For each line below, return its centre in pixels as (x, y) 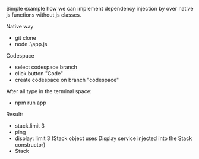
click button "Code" (39, 73)
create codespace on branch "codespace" (67, 80)
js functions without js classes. (44, 15)
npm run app (30, 103)
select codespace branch (46, 67)
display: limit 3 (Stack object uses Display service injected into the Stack (103, 138)
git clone (26, 38)
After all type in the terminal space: (49, 91)
